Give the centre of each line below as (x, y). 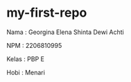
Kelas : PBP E (25, 59)
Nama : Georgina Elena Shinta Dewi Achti (65, 32)
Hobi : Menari (26, 72)
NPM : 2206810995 (34, 45)
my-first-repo (47, 13)
